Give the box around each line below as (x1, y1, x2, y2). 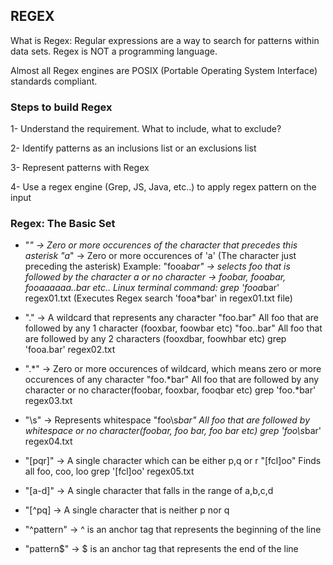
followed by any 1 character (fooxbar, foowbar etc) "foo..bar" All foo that (24, 322, 323, 334)
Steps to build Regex (10, 100, 113, 114)
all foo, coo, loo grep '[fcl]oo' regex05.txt (24, 465, 195, 478)
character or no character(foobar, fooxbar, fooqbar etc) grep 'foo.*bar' (24, 384, 317, 396)
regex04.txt (24, 435, 73, 448)
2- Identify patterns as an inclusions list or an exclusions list (10, 142, 257, 154)
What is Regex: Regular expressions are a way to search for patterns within (10, 34, 320, 46)
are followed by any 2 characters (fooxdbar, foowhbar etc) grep (24, 333, 287, 345)
